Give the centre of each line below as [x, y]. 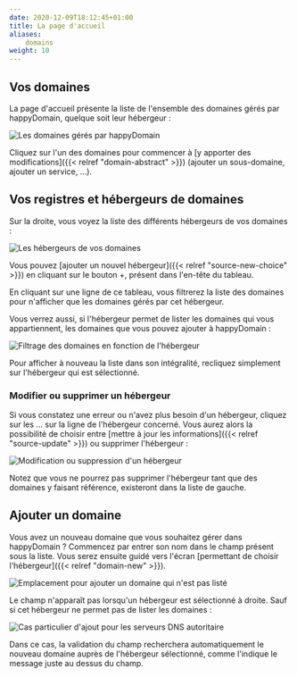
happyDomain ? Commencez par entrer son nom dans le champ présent [142, 547]
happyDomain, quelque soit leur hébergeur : [90, 118]
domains [39, 42]
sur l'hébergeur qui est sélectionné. [74, 372]
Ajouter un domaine [66, 516]
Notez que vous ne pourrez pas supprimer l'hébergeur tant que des [133, 478]
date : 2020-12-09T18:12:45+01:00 [71, 17]
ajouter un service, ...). [50, 171]
